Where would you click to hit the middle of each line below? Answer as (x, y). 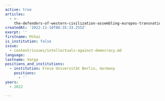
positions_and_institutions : (35, 64)
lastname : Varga (22, 60)
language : (15, 55)
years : (12, 82)
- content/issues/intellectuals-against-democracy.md (66, 50)
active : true (18, 10)
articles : (15, 14)
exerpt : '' (16, 32)
